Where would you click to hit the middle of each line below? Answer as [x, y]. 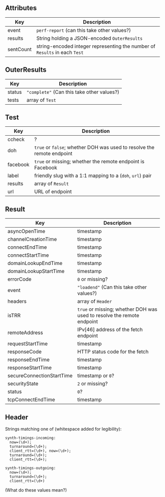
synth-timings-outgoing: [30, 468]
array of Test [41, 100]
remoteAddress [25, 333]
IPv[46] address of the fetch [110, 330]
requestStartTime [28, 344]
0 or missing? [93, 279]
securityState [23, 384]
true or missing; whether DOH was [117, 309]
